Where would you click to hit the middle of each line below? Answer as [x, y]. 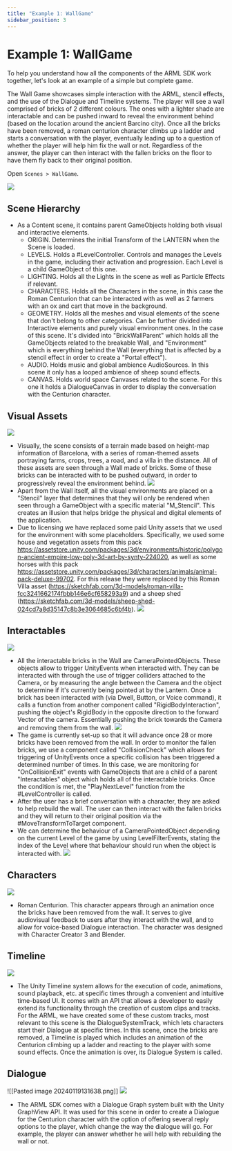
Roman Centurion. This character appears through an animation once [116, 905]
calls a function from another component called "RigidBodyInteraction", [119, 705]
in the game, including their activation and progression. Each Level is [125, 262]
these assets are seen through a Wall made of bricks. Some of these [114, 468]
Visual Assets [37, 416]
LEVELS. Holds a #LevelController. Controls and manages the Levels [125, 255]
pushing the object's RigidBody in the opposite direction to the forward [118, 712]
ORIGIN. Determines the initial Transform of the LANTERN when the [123, 240]
